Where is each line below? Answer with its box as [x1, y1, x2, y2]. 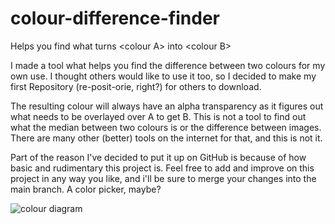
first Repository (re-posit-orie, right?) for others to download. [10, 80, 262, 92]
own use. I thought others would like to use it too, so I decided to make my [10, 70, 317, 82]
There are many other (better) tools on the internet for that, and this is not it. [10, 132, 323, 144]
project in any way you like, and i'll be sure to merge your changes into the [10, 172, 317, 184]
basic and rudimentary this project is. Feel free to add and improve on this [10, 162, 315, 174]
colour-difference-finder [10, 7, 220, 30]
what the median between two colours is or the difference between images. [10, 121, 322, 133]
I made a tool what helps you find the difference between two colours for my [10, 59, 326, 71]
